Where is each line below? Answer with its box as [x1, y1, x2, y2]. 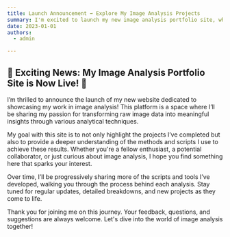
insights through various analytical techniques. [7, 117, 139, 125]
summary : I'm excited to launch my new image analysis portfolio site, [7, 16, 216, 23]
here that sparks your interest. [7, 159, 92, 167]
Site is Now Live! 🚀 [7, 77, 88, 89]
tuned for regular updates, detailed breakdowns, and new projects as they [7, 187, 216, 195]
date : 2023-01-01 [7, 23, 57, 29]
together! [7, 222, 33, 230]
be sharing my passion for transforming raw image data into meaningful [7, 110, 209, 118]
